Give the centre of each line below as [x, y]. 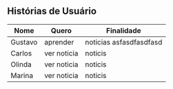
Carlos [21, 53]
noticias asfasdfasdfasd [124, 42]
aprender [59, 42]
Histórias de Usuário [52, 11]
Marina [22, 75]
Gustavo [24, 42]
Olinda [21, 64]
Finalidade [123, 30]
